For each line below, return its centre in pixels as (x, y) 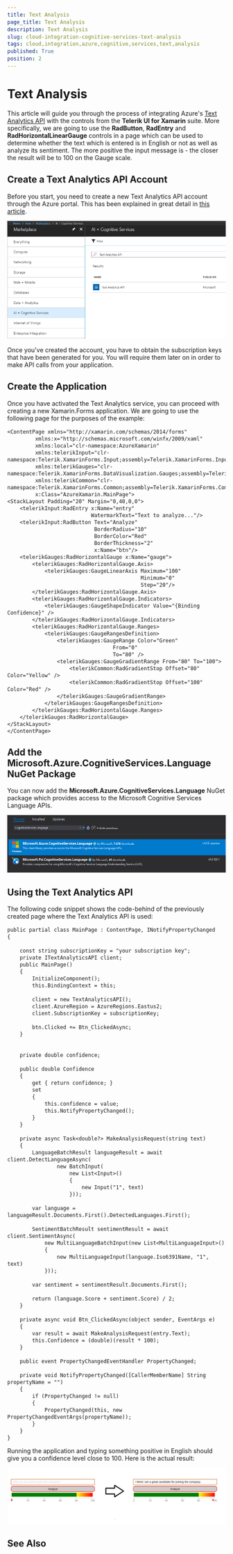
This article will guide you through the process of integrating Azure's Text (112, 113)
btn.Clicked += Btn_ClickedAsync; (82, 1028)
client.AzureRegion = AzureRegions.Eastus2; (97, 1007)
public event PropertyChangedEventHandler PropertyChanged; (108, 1362)
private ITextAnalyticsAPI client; (71, 958)
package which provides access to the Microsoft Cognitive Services (105, 798)
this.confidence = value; (81, 1104)
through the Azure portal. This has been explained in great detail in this (109, 204)
